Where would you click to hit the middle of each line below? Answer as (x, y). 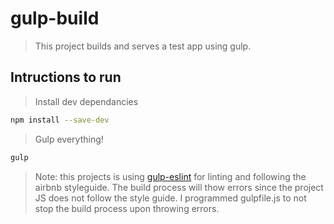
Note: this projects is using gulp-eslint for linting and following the (170, 176)
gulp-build (55, 18)
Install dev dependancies (86, 101)
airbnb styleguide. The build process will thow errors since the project (179, 187)
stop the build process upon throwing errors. (127, 208)
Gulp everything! (69, 139)
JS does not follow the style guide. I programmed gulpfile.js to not (170, 198)
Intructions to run (66, 77)
